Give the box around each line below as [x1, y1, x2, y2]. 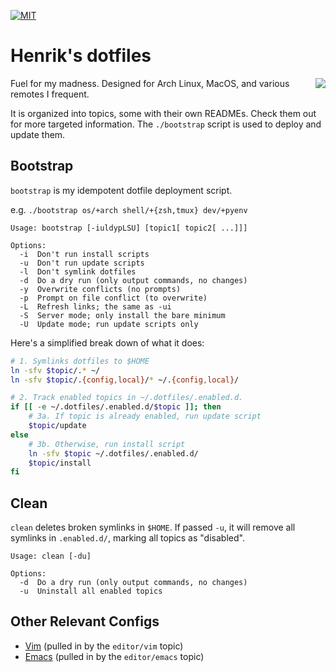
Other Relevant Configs [10, 613, 160, 630]
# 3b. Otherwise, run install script [28, 439, 186, 449]
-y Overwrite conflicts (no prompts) [19, 284, 182, 294]
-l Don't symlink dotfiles [19, 266, 137, 277]
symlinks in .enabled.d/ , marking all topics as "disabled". [10, 532, 245, 544]
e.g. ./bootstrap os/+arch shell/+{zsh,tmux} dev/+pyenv [10, 203, 248, 215]
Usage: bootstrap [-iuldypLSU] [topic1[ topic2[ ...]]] [10, 223, 248, 233]
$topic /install [28, 458, 92, 468]
